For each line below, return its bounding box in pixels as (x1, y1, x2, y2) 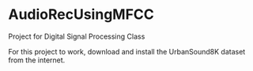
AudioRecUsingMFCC (8, 6, 154, 24)
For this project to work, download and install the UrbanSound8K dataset (8, 47, 246, 56)
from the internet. (8, 55, 66, 65)
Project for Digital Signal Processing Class (8, 32, 145, 41)
